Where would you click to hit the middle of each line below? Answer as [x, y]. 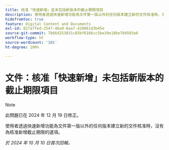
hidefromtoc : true [24, 19]
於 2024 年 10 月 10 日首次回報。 [39, 142]
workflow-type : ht [24, 38]
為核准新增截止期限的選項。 [34, 132]
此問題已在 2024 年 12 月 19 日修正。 [43, 115]
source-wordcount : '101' [31, 43]
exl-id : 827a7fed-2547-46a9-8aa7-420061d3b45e [55, 29]
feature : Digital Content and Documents [48, 24]
